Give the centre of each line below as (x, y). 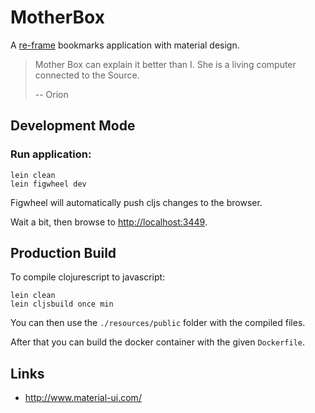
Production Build (63, 253)
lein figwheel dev (48, 184)
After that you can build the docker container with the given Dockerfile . (158, 342)
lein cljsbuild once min (62, 304)
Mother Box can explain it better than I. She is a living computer (165, 64)
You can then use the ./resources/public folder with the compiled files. (158, 323)
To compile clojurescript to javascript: (88, 277)
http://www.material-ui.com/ (83, 398)
